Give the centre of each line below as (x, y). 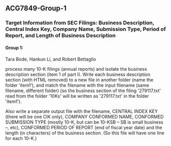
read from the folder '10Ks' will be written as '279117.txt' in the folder (77, 96)
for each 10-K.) (21, 138)
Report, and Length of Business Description (60, 36)
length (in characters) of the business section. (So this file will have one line (85, 133)
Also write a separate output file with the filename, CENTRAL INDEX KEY (82, 111)
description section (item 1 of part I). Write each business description (78, 74)
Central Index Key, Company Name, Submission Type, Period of (86, 29)
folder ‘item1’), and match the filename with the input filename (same (77, 85)
